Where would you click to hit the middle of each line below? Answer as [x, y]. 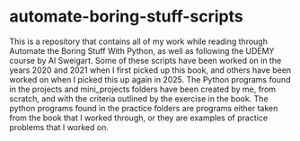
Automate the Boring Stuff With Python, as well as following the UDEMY [142, 50]
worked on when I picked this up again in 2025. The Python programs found [150, 79]
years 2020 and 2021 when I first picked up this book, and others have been [150, 70]
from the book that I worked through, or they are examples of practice [138, 118]
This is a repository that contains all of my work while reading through [138, 41]
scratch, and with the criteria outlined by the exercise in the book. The [139, 98]
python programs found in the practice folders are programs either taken [144, 108]
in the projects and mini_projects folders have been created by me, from [143, 89]
